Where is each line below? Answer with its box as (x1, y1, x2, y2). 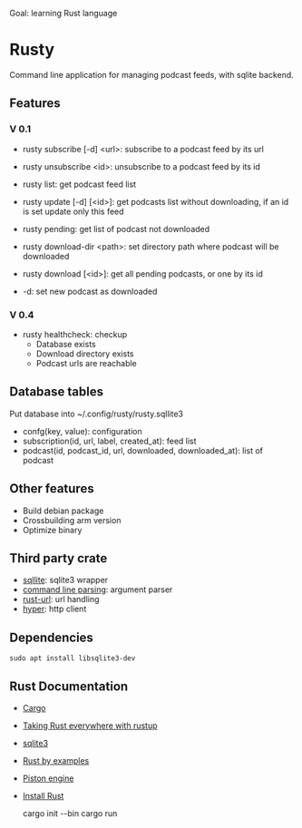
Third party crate (9, 550, 108, 566)
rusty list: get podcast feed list (22, 179, 137, 190)
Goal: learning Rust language (9, 8, 118, 18)
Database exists (35, 338, 97, 349)
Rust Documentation (9, 678, 129, 694)
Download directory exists (35, 348, 134, 359)
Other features (9, 481, 94, 497)
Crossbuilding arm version (22, 514, 122, 525)
